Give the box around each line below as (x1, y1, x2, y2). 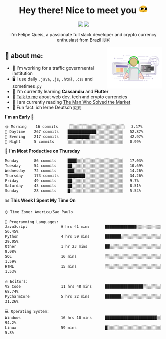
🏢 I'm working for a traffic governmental (12, 65, 94, 71)
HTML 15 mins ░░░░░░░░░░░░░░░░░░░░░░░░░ (5, 264, 162, 269)
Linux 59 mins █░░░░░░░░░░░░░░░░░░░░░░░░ (5, 325, 162, 330)
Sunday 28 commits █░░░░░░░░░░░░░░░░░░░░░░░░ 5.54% (5, 188, 141, 193)
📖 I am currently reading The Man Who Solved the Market (12, 99, 131, 105)
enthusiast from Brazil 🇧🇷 (56, 37, 111, 43)
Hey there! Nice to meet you (19, 5, 137, 16)
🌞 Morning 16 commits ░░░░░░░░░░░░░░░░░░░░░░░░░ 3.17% (5, 124, 143, 129)
